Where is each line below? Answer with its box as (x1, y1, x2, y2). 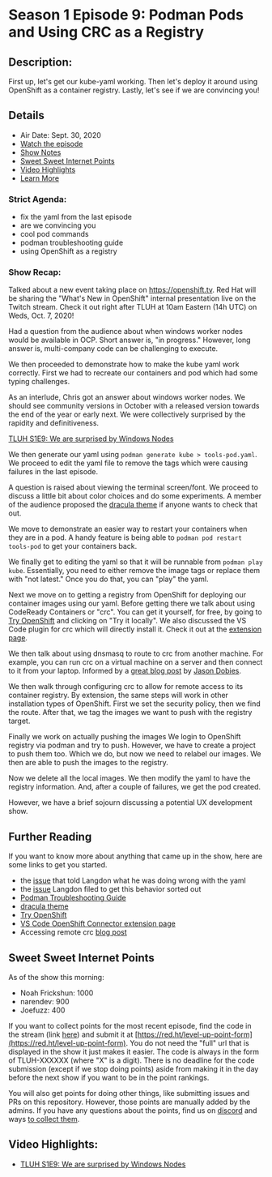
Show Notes (19, 148, 62, 157)
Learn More (19, 173, 59, 183)
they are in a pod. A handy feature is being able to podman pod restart (8, 533, 243, 542)
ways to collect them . (8, 1115, 80, 1124)
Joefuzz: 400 (19, 1005, 66, 1015)
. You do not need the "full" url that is (125, 1038, 249, 1048)
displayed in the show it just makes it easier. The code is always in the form (8, 1047, 260, 1057)
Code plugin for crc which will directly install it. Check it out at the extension (8, 624, 262, 634)
